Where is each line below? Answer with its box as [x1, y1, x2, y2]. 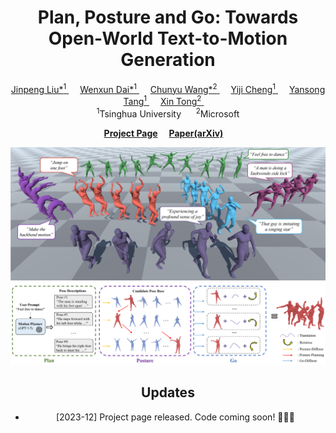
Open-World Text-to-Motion [48, 27, 288, 50]
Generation [120, 49, 216, 71]
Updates [141, 384, 195, 401]
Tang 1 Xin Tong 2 [123, 94, 202, 108]
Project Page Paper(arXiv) [103, 127, 224, 139]
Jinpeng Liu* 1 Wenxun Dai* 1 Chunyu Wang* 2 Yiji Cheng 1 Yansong [10, 81, 326, 95]
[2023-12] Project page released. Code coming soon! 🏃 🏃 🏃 [55, 411, 295, 423]
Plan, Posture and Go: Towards [37, 6, 299, 29]
